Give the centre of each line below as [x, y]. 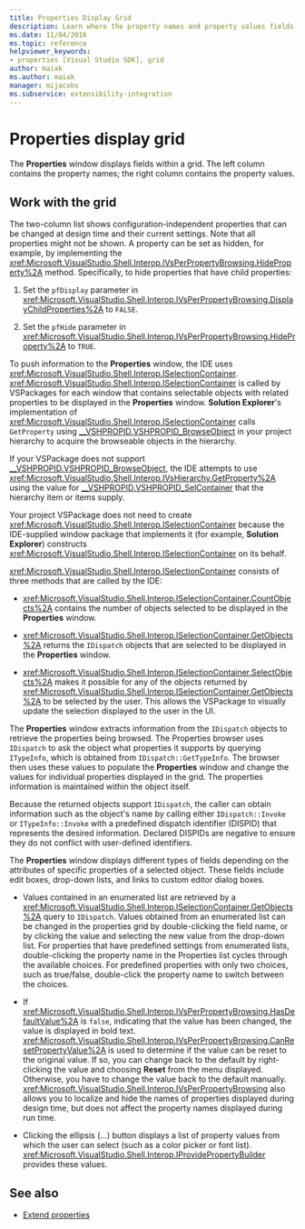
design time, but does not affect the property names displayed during [152, 1108]
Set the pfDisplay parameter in [80, 290]
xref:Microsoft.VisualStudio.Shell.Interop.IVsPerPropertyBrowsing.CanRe [158, 1041]
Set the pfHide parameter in [74, 327]
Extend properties [56, 1215]
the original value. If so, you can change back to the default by [139, 1060]
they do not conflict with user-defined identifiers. [101, 843]
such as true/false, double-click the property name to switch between [153, 974]
